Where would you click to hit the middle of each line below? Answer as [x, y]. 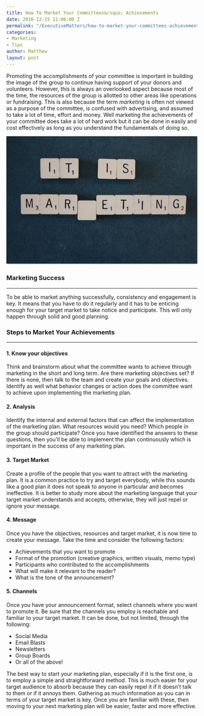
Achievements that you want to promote [65, 552]
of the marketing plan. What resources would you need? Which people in [97, 427]
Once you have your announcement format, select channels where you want [102, 605]
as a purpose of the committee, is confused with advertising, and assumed [100, 108]
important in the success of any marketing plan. [66, 446]
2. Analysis [21, 406]
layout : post [23, 58]
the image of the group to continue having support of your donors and [94, 82]
